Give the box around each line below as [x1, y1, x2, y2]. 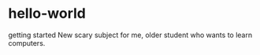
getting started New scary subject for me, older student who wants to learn [8, 30, 253, 40]
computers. [8, 38, 46, 47]
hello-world [8, 5, 87, 22]
